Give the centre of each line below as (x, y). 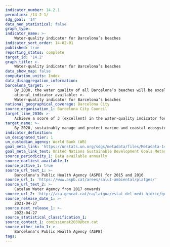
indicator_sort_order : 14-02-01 (39, 43)
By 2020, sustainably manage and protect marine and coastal (80, 128)
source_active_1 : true (29, 165)
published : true (22, 48)
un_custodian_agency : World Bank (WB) (46, 142)
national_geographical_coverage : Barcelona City (57, 104)
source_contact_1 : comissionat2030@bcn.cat (52, 222)
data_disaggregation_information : (42, 81)
